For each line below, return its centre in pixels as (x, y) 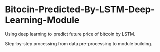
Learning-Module (42, 20)
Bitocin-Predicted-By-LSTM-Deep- (80, 9)
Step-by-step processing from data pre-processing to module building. (78, 43)
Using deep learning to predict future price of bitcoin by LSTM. (70, 34)
